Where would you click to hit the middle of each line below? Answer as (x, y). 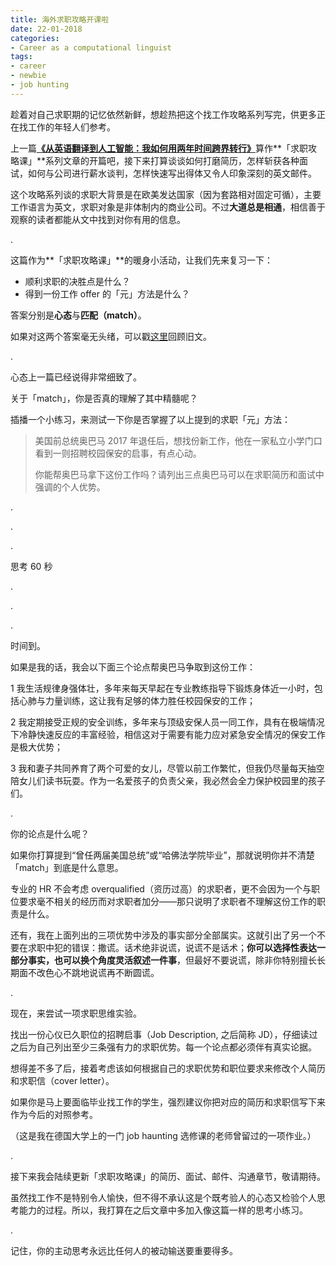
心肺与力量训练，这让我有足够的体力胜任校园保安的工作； (137, 700)
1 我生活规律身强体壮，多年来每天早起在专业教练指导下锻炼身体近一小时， (162, 688)
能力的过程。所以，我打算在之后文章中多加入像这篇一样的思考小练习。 (163, 1210)
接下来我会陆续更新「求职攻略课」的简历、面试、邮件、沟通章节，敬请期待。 (168, 1176)
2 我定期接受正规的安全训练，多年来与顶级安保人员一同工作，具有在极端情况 (167, 722)
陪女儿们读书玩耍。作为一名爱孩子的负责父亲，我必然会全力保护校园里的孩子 (168, 780)
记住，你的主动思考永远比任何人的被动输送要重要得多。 (124, 1250)
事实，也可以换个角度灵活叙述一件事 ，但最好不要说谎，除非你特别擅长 (172, 960)
